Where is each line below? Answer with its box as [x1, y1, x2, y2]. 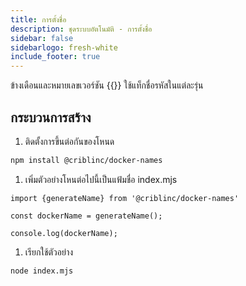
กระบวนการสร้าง [10, 109, 92, 126]
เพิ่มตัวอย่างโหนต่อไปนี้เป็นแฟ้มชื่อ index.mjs [24, 173, 178, 185]
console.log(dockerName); [10, 228, 118, 238]
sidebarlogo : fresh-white [10, 42, 118, 53]
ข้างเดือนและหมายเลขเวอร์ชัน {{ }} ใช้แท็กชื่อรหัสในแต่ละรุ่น [10, 79, 204, 91]
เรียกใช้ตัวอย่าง [24, 246, 74, 258]
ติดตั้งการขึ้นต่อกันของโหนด [24, 135, 115, 147]
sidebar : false [10, 33, 74, 43]
